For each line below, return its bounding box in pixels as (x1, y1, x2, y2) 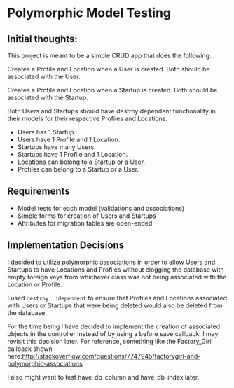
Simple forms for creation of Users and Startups (17, 212, 156, 220)
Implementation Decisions (7, 240, 125, 251)
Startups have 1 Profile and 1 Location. (17, 151, 128, 158)
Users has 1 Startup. (17, 128, 76, 136)
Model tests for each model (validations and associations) (17, 204, 185, 212)
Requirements (7, 186, 70, 198)
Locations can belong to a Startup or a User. (17, 158, 146, 166)
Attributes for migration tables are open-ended (17, 219, 153, 227)
